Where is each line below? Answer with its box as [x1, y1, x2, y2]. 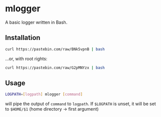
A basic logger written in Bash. [5, 19, 68, 25]
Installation [5, 34, 40, 42]
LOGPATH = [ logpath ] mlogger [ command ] [5, 92, 83, 97]
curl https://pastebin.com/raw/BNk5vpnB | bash [5, 46, 105, 52]
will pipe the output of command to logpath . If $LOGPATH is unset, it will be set [5, 101, 156, 107]
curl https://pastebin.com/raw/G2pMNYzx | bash [5, 65, 105, 70]
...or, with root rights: [5, 55, 48, 62]
